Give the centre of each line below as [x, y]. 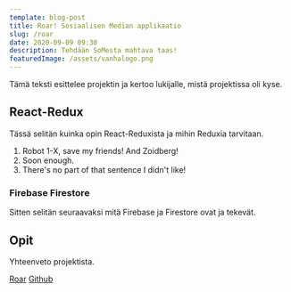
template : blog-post [48, 17]
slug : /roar [31, 34]
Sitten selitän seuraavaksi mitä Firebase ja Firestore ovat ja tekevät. [133, 212]
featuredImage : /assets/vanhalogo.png [81, 59]
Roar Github [31, 279]
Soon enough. [48, 160]
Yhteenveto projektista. [52, 261]
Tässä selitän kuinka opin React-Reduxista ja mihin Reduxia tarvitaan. [137, 134]
